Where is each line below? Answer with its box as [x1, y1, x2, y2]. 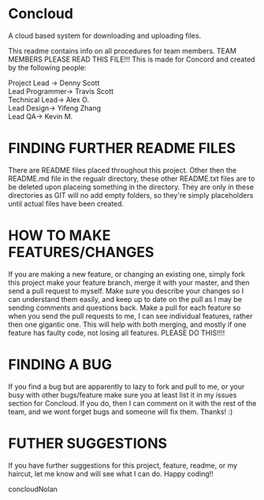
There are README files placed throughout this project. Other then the [8, 165, 237, 174]
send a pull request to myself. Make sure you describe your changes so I [8, 285, 244, 296]
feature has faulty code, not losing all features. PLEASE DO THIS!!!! [8, 328, 225, 338]
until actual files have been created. [8, 199, 125, 208]
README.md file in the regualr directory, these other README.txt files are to [8, 174, 255, 183]
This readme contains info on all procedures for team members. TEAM [8, 46, 236, 55]
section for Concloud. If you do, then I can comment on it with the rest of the [8, 398, 257, 408]
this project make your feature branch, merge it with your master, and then [8, 278, 250, 287]
